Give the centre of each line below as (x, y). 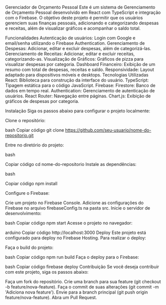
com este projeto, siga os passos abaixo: (47, 272)
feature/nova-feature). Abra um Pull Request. (51, 297)
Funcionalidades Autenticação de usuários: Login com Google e (70, 38)
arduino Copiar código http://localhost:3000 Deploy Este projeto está (76, 232)
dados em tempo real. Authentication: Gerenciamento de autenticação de (80, 91)
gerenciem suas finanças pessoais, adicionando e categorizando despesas (82, 23)
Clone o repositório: (25, 120)
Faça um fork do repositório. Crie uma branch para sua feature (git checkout (83, 282)
